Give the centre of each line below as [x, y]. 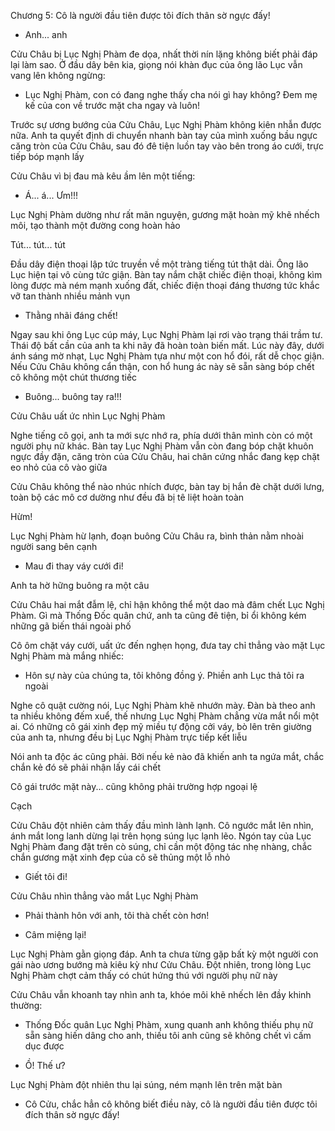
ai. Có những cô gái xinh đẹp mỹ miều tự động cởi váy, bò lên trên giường [161, 726]
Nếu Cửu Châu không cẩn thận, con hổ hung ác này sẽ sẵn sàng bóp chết [162, 366]
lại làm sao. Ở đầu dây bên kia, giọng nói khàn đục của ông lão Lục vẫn [156, 64]
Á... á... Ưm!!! [51, 195]
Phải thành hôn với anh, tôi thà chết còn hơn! [117, 915]
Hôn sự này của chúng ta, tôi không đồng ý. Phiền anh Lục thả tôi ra [164, 675]
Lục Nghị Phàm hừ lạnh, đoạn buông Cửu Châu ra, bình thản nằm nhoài [157, 536]
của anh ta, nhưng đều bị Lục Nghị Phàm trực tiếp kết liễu [129, 737]
